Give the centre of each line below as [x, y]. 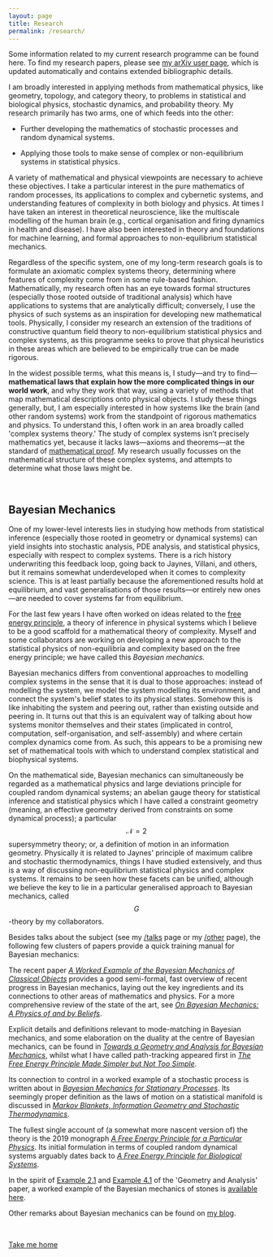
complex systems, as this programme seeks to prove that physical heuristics [136, 340]
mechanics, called [39, 896]
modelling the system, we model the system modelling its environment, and [134, 690]
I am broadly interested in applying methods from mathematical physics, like [136, 87]
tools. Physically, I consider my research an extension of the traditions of [130, 323]
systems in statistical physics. [70, 162]
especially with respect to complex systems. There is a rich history [120, 555]
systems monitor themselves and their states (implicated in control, [121, 725]
